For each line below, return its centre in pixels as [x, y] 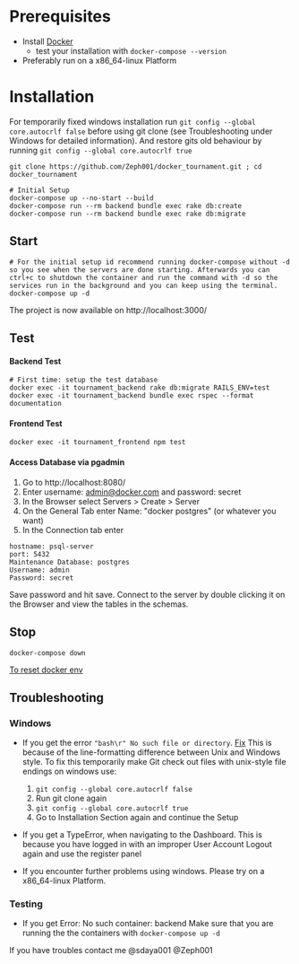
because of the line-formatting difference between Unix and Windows [151, 752]
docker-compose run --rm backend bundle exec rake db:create [126, 206]
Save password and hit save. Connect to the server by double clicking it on [147, 594]
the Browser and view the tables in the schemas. [99, 604]
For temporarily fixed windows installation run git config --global [133, 121]
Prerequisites [60, 17]
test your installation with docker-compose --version [131, 50]
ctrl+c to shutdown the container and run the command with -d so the [144, 277]
